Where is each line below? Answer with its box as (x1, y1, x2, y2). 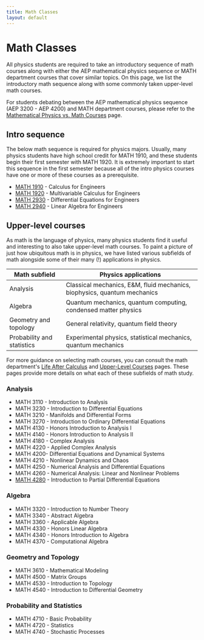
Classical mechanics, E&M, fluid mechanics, (66, 281, 191, 290)
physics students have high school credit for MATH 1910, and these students (6, 152, 197, 159)
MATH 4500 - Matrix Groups (15, 573, 87, 580)
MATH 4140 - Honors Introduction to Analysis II (15, 431, 134, 438)
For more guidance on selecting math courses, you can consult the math (6, 357, 188, 364)
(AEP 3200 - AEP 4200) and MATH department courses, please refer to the (6, 105, 195, 113)
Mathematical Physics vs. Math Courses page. (6, 112, 123, 119)
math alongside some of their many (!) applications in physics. (6, 256, 162, 263)
